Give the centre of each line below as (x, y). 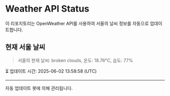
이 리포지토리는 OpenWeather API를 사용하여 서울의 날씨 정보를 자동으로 (77, 23)
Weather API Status (47, 9)
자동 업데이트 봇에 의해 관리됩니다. (39, 88)
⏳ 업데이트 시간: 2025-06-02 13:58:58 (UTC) (51, 71)
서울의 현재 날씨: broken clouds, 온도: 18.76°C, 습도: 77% (75, 60)
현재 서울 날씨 (25, 47)
